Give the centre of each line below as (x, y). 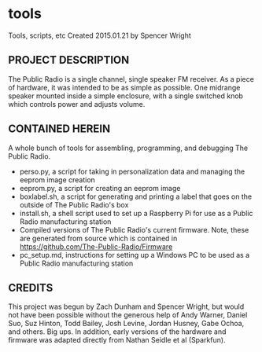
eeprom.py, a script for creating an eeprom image (100, 188)
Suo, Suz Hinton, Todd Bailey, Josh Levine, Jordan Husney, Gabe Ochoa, (126, 324)
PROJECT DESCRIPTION (69, 60)
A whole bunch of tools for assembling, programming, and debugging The (128, 148)
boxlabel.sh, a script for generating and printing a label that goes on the (136, 196)
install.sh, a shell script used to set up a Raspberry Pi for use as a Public (136, 213)
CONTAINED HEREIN (59, 129)
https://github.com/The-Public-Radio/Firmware (96, 246)
